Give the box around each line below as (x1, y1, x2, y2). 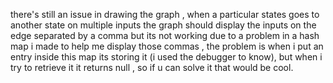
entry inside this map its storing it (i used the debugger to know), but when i (10, 51, 323, 63)
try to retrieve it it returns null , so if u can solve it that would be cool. (10, 62, 294, 73)
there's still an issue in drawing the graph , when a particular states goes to (10, 9, 320, 20)
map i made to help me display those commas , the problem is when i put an (10, 40, 324, 52)
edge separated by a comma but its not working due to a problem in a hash (10, 30, 320, 41)
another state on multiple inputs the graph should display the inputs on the (10, 19, 317, 31)
